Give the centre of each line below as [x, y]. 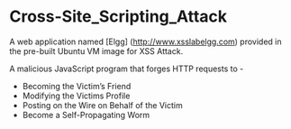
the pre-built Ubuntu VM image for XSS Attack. [96, 51]
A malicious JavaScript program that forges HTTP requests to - [127, 69]
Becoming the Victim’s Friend [77, 86]
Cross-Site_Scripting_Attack [118, 17]
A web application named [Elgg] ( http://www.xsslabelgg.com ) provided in [145, 41]
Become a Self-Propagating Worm [86, 115]
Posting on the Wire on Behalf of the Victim [102, 105]
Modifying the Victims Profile [76, 96]
